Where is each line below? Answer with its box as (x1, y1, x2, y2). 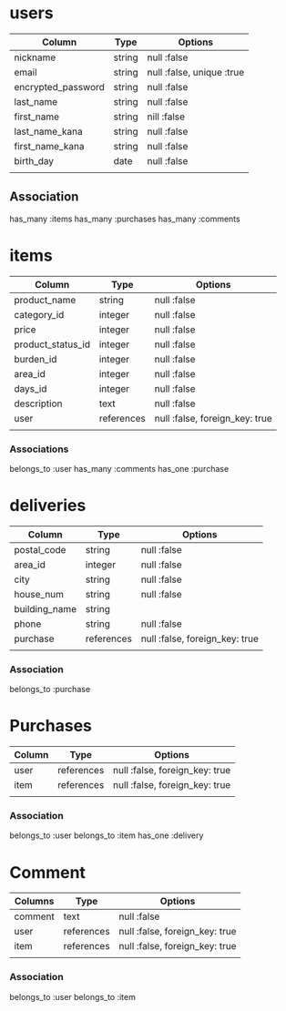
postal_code (14, 543, 66, 556)
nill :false (147, 110, 185, 123)
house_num (14, 587, 65, 600)
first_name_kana (14, 139, 85, 152)
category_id (14, 308, 65, 321)
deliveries (9, 495, 87, 516)
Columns (14, 895, 55, 908)
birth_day (14, 154, 55, 167)
